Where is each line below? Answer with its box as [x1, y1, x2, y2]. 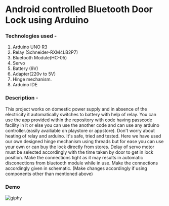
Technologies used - [5, 32, 57, 40]
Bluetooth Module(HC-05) [12, 55, 67, 61]
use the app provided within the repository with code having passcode [5, 117, 153, 123]
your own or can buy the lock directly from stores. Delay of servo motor [5, 144, 155, 150]
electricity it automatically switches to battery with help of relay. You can [5, 111, 157, 117]
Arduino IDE [12, 82, 38, 88]
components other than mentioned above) [5, 170, 93, 177]
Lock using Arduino [5, 14, 89, 26]
